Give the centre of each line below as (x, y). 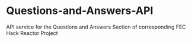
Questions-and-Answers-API (80, 11)
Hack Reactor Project (32, 33)
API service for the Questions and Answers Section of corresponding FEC (96, 27)
